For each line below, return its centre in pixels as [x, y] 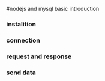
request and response [39, 56]
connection [23, 40]
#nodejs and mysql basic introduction [53, 9]
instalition [21, 24]
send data [21, 73]
